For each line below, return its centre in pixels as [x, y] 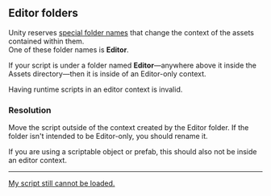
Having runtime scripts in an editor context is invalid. [96, 89]
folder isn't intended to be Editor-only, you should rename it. [108, 137]
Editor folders [44, 13]
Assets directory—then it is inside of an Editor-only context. [108, 73]
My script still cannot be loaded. [62, 183]
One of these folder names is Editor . [69, 49]
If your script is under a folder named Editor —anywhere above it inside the [132, 65]
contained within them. [46, 41]
